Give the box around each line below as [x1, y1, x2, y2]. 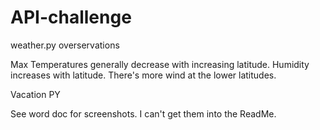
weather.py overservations [10, 39, 120, 51]
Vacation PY [10, 88, 61, 100]
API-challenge [10, 6, 132, 29]
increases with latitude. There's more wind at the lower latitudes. [10, 69, 277, 81]
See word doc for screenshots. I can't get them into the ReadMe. [10, 107, 277, 120]
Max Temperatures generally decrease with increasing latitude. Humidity [10, 58, 310, 70]
